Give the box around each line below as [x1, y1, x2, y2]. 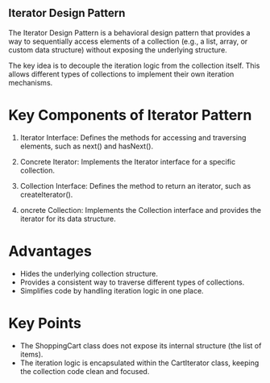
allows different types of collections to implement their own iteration [8, 69, 235, 79]
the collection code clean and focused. [19, 366, 150, 376]
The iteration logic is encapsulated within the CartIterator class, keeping [19, 358, 260, 368]
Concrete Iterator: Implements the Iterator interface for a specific [19, 156, 236, 166]
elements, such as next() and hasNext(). [19, 141, 154, 151]
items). [19, 349, 44, 359]
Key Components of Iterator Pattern [8, 106, 252, 124]
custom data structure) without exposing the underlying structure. [8, 44, 227, 55]
